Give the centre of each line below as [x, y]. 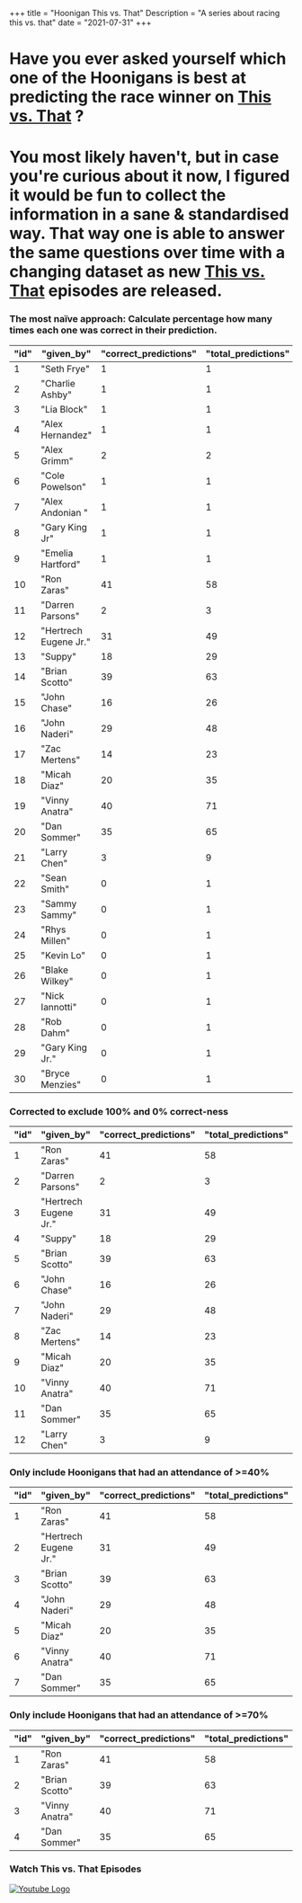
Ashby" [56, 395]
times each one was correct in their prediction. [113, 330]
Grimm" [57, 460]
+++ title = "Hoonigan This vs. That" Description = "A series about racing [145, 13]
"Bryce [55, 1073]
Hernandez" [67, 435]
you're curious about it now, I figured [150, 177]
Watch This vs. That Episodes [75, 1869]
